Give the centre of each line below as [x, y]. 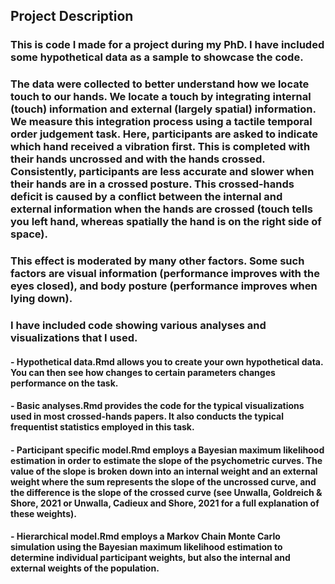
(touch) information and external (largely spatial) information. [163, 109]
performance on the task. [64, 383]
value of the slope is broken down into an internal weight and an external [164, 471]
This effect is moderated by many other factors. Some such [157, 261]
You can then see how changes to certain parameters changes [143, 372]
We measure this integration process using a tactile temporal [161, 122]
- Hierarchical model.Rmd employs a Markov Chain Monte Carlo [145, 536]
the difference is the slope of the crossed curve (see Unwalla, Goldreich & [166, 492]
